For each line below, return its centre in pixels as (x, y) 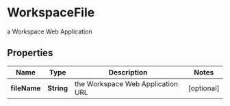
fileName (26, 88)
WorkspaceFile (51, 13)
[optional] (204, 88)
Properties (30, 53)
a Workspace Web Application (50, 31)
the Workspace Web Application (126, 83)
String (58, 88)
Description (128, 72)
